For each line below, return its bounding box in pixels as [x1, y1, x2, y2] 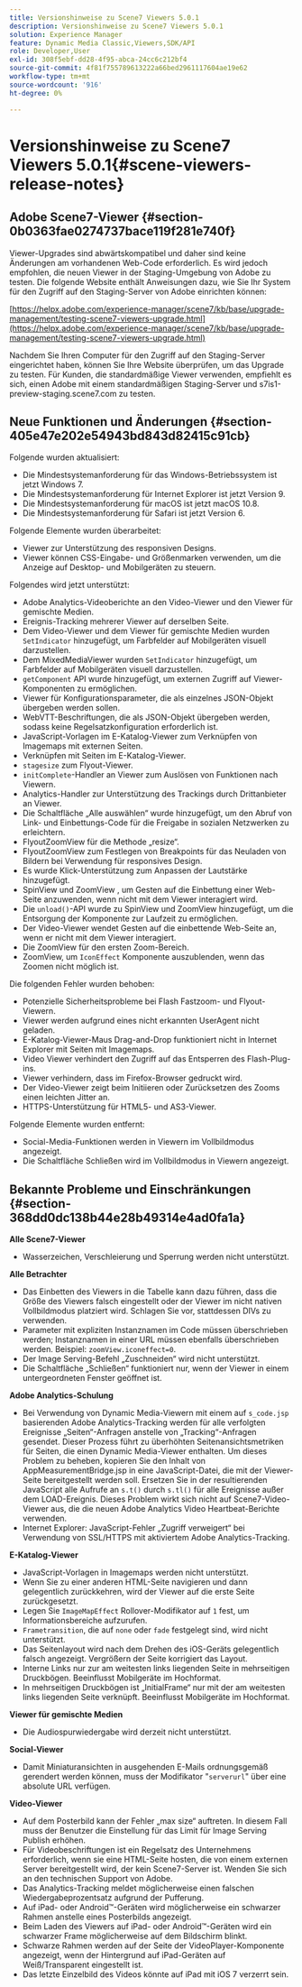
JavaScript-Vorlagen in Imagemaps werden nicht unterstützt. [22, 1567, 250, 1578]
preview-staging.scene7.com [9, 388, 117, 399]
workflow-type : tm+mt [9, 72, 91, 81]
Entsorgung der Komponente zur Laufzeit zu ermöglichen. [22, 913, 239, 925]
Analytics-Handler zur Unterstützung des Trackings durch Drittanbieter [22, 788, 287, 799]
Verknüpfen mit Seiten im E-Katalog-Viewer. [22, 750, 187, 761]
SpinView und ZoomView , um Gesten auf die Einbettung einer [22, 885, 254, 896]
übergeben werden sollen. [22, 703, 120, 713]
